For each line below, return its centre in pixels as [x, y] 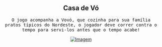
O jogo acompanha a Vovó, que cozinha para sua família [81, 20]
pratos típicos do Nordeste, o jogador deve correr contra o [81, 25]
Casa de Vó [81, 8]
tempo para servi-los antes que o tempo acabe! [81, 30]
